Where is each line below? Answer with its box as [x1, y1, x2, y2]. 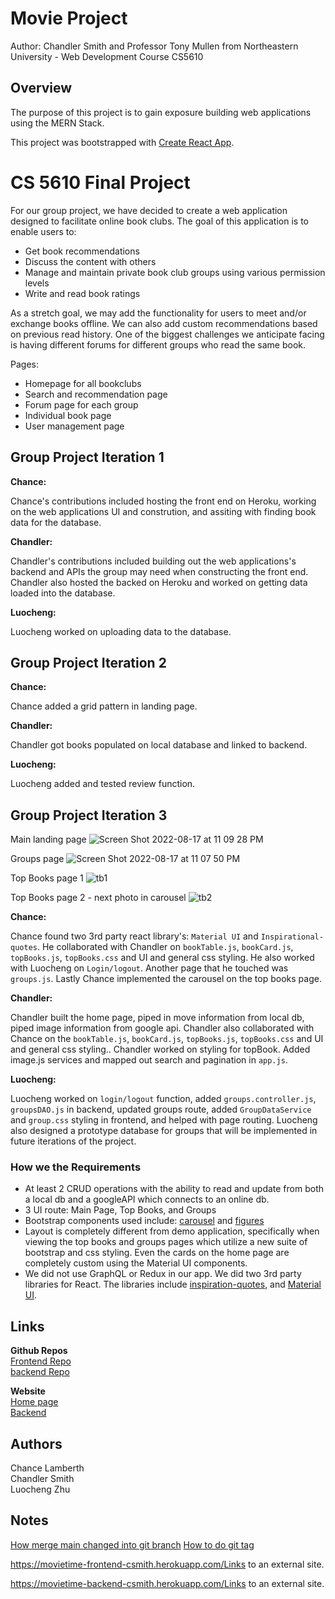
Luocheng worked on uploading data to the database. [10, 625, 232, 637]
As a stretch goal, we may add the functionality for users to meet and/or [10, 307, 307, 319]
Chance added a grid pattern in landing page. [10, 700, 198, 712]
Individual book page [24, 409, 112, 421]
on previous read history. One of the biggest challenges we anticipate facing [10, 328, 325, 340]
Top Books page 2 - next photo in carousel [10, 892, 187, 904]
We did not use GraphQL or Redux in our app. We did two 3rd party [24, 1268, 302, 1280]
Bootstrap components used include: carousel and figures [24, 1215, 265, 1227]
